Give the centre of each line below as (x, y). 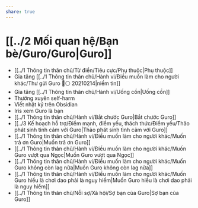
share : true (20, 12)
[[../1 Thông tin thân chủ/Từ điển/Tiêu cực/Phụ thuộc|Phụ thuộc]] (93, 70)
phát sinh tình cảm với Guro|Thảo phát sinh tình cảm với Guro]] (91, 130)
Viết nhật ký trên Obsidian (46, 104)
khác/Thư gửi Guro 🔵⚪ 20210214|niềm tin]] (67, 83)
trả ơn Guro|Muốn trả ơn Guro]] (52, 142)
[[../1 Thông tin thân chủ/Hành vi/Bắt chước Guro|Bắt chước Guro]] (95, 117)
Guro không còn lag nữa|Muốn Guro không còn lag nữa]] (84, 168)
